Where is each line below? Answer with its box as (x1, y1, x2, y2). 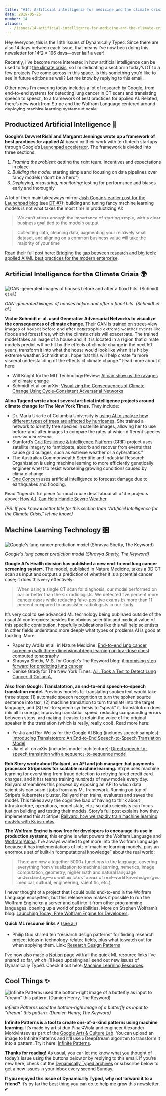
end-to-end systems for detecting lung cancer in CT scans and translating (5, 90, 157, 96)
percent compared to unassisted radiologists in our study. (17, 602, 135, 607)
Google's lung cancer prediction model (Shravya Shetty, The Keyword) (5, 551, 150, 557)
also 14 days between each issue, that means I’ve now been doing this (5, 45, 149, 51)
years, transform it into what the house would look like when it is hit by (5, 347, 149, 353)
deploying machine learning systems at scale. (5, 106, 98, 112)
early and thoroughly (12, 185, 55, 191)
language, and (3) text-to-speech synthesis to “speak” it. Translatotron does (5, 704, 161, 710)
